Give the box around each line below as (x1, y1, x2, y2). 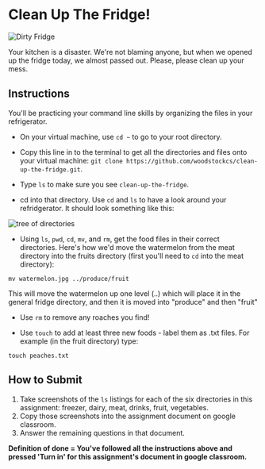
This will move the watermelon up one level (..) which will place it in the (8, 288, 240, 298)
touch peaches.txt (8, 352, 69, 359)
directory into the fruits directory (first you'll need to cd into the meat (19, 251, 244, 260)
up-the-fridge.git (19, 165, 81, 174)
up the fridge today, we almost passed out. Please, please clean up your (8, 56, 244, 65)
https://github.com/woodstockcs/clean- (125, 157, 258, 165)
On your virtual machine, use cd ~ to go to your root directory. (19, 132, 222, 141)
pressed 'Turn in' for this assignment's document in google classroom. (8, 452, 248, 461)
